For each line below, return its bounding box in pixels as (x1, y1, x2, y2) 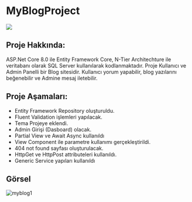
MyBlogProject (6, 4, 80, 18)
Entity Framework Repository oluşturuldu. (14, 107, 115, 114)
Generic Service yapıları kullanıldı (14, 157, 95, 164)
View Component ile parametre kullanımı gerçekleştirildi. (14, 138, 151, 145)
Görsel (6, 174, 31, 184)
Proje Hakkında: (6, 40, 66, 51)
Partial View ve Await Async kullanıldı (14, 132, 104, 139)
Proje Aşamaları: (6, 92, 68, 102)
